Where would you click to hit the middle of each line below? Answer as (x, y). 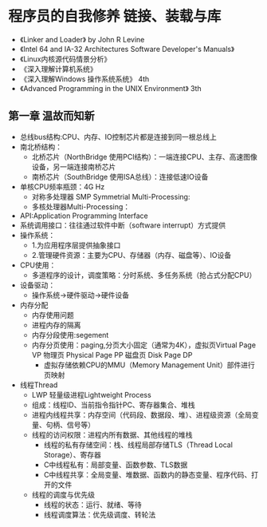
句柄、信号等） (71, 425)
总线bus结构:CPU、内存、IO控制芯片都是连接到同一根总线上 (118, 137)
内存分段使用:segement (70, 335)
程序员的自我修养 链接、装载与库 (115, 16)
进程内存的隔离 (56, 325)
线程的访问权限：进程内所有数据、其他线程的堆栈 (112, 434)
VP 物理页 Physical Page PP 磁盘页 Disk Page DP (112, 355)
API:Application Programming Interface (84, 216)
